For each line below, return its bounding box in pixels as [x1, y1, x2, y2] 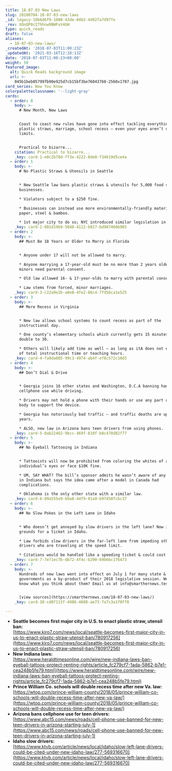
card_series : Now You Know [5, 84, 63, 89]
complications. [18, 482, 52, 488]
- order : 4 [10, 360, 33, 365]
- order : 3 [10, 295, 33, 300]
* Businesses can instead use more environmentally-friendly [18, 206, 153, 211]
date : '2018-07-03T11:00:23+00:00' [5, 55, 81, 61]
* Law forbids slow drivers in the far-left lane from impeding [18, 538, 159, 544]
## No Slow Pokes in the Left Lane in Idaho [18, 510, 116, 516]
